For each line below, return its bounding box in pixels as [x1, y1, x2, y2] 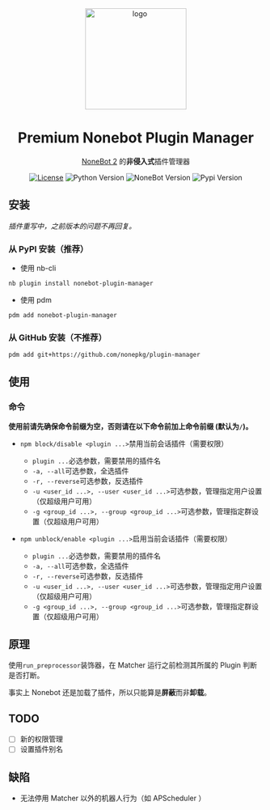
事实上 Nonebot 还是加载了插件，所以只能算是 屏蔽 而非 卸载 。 [8, 688, 212, 698]
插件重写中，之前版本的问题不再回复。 [8, 221, 136, 231]
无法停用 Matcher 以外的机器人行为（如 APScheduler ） [19, 793, 206, 804]
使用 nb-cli [19, 263, 57, 274]
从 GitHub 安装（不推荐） [8, 332, 108, 343]
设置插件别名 [19, 744, 63, 754]
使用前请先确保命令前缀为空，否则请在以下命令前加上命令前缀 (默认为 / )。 [8, 421, 253, 431]
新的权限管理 [19, 734, 63, 744]
